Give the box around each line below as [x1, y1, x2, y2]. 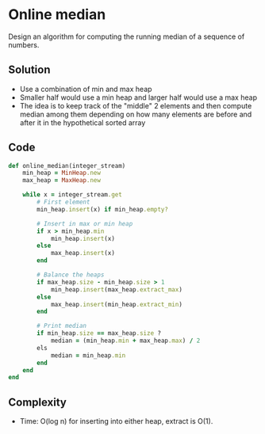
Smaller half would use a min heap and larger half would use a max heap [19, 93, 258, 102]
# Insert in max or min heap [36, 219, 133, 227]
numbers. [8, 40, 40, 49]
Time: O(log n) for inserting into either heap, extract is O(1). [19, 417, 213, 426]
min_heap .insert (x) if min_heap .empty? [36, 205, 169, 213]
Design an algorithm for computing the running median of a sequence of [8, 32, 245, 41]
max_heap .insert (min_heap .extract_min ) [50, 300, 182, 308]
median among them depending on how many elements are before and [19, 109, 252, 119]
